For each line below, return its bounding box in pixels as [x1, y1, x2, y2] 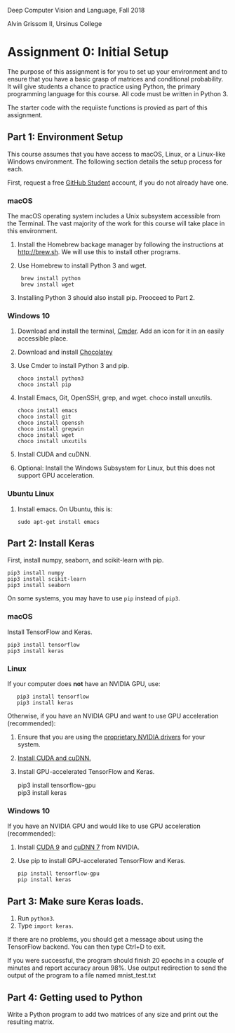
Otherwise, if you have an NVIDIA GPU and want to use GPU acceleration [7, 712, 219, 721]
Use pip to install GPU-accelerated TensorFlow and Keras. [17, 857, 186, 865]
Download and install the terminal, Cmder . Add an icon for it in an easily [17, 327, 224, 336]
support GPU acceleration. [17, 471, 95, 480]
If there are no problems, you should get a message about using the [7, 935, 203, 944]
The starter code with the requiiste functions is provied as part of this [7, 103, 208, 112]
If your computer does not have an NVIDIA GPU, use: [7, 680, 161, 688]
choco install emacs [17, 407, 78, 414]
